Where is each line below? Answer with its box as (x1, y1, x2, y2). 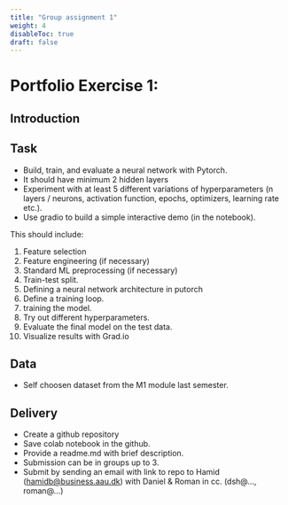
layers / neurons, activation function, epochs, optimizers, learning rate (22, 192, 280, 204)
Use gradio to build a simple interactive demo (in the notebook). (22, 212, 256, 222)
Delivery (10, 405, 58, 421)
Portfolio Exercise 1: (10, 76, 159, 96)
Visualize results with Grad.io (22, 330, 129, 341)
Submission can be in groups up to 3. (22, 457, 160, 468)
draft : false (10, 37, 58, 47)
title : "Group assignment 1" (10, 12, 118, 22)
